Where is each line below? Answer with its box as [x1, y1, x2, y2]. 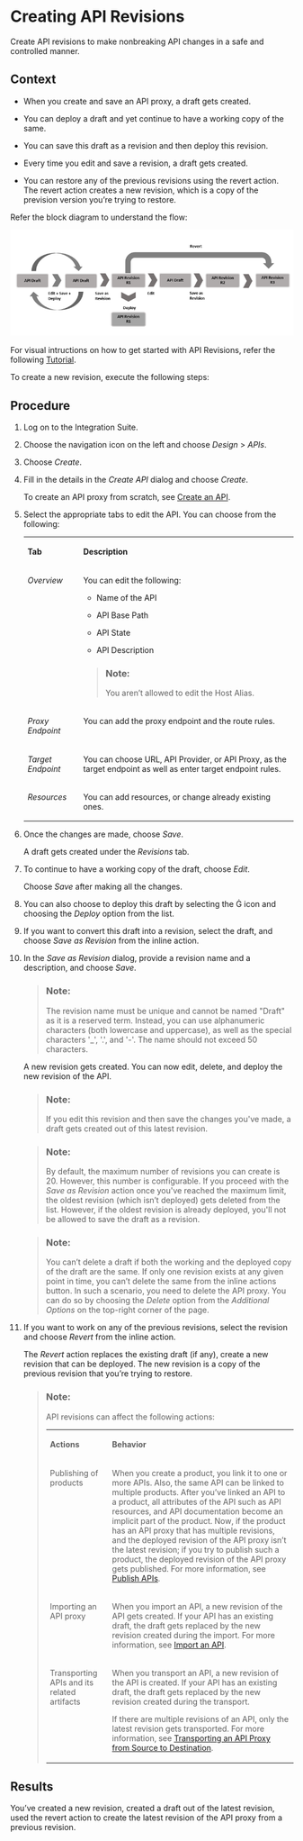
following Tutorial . [10, 354, 76, 366]
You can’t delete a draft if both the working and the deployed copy [45, 1256, 291, 1267]
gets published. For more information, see [111, 1563, 266, 1573]
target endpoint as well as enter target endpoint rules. [83, 763, 281, 774]
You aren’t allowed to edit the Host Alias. [105, 687, 254, 699]
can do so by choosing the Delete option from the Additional [45, 1295, 270, 1306]
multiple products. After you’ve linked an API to [111, 1486, 286, 1497]
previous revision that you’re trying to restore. [22, 1368, 192, 1379]
